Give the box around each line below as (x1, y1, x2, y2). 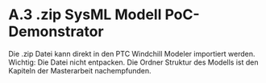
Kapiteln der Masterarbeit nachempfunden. (8, 65, 152, 75)
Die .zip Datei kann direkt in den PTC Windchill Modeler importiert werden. (8, 49, 256, 58)
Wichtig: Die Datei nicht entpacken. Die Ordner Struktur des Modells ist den (8, 57, 259, 67)
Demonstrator (8, 22, 104, 41)
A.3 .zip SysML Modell (8, 6, 162, 24)
